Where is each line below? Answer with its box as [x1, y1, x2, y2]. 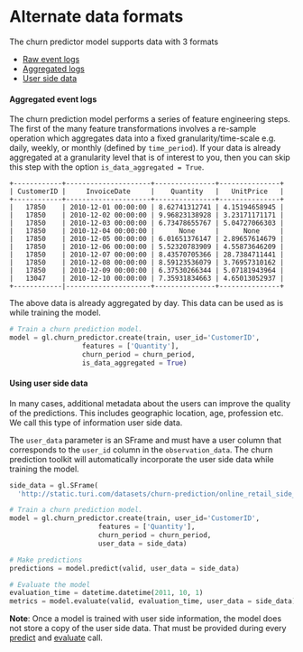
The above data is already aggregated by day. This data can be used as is [9, 298, 284, 309]
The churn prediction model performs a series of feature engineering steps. [9, 114, 290, 125]
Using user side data [9, 377, 88, 389]
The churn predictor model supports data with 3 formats [9, 36, 219, 47]
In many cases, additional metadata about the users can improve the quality [9, 397, 291, 408]
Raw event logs [22, 53, 80, 64]
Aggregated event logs [9, 93, 97, 105]
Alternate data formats [9, 6, 184, 27]
